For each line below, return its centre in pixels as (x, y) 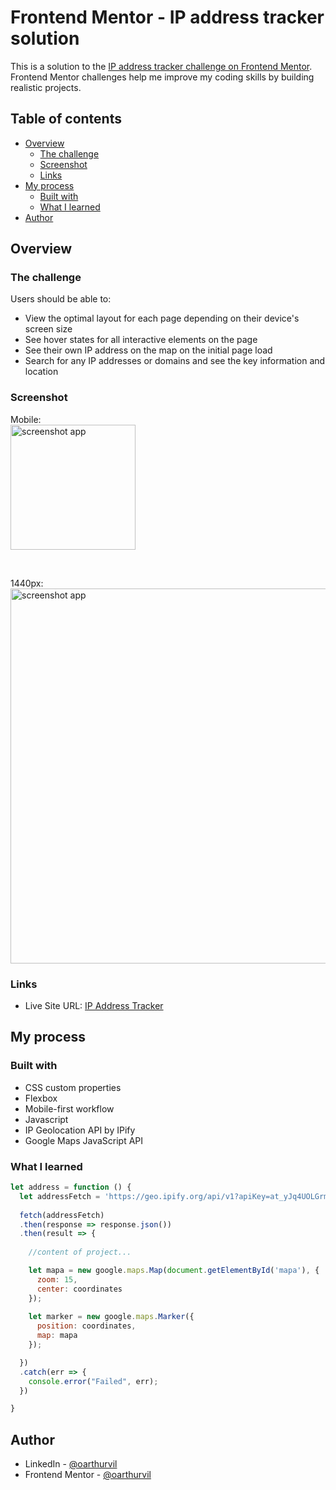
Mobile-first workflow (69, 1108)
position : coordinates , (86, 1326)
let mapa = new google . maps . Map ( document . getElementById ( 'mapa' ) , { (174, 1271)
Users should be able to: (61, 299)
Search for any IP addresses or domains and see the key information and (175, 361)
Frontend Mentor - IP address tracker (167, 17)
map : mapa (57, 1336)
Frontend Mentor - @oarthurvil (88, 1475)
